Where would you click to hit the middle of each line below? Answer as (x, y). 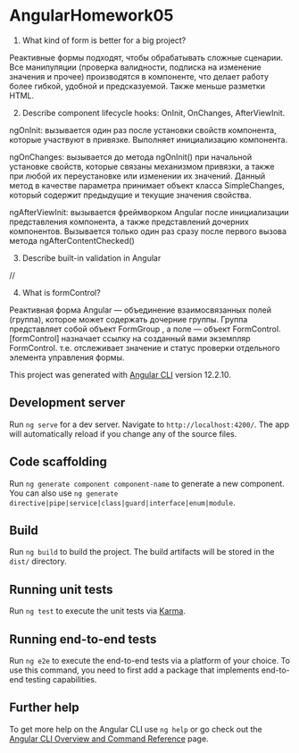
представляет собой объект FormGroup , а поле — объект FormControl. (145, 329)
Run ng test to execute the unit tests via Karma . (97, 611)
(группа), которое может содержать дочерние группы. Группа (129, 319)
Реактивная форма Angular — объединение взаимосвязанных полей (141, 310)
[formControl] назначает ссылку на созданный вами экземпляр (130, 338)
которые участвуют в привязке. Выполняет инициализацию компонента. (149, 139)
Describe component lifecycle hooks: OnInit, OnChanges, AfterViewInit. (154, 113)
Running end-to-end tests (83, 639)
